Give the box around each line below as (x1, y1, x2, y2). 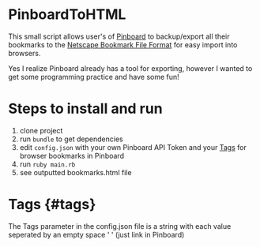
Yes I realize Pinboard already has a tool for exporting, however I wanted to (8, 63, 253, 73)
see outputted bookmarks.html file (19, 167, 132, 177)
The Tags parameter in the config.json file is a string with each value (8, 221, 232, 230)
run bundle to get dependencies (19, 134, 124, 144)
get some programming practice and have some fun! (8, 72, 179, 81)
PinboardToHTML (8, 6, 126, 24)
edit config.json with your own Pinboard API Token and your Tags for (19, 142, 247, 152)
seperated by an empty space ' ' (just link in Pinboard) (8, 230, 185, 239)
